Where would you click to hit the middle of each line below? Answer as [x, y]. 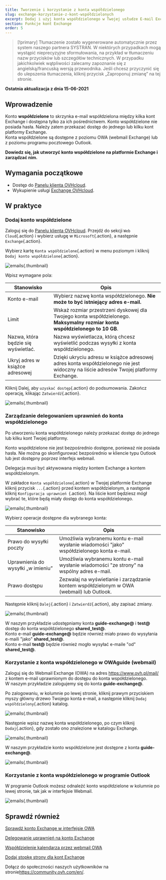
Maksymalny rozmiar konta [86, 323]
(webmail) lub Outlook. [85, 591]
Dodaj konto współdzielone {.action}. [42, 256]
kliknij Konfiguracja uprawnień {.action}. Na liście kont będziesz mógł [76, 493]
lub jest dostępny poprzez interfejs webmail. [50, 458]
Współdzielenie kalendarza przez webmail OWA [54, 848]
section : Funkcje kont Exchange [38, 24]
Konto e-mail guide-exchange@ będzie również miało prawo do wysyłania [82, 634]
